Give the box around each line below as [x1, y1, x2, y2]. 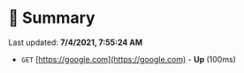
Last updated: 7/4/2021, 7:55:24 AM [8, 37, 143, 47]
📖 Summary [8, 8, 95, 28]
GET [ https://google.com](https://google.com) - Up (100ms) [20, 54, 236, 64]
